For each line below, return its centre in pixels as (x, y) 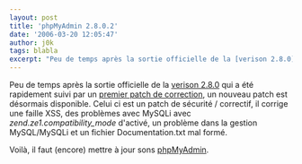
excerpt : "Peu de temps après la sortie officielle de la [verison (138, 59)
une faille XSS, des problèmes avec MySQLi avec (100, 113)
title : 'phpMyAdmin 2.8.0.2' (64, 26)
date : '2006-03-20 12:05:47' (64, 34)
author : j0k (31, 43)
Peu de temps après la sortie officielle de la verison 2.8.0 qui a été (132, 85)
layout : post (34, 17)
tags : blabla (34, 51)
